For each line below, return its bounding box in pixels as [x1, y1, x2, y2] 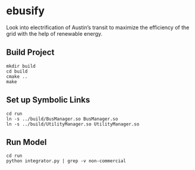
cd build [6, 68, 28, 74]
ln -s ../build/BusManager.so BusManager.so [6, 116, 118, 122]
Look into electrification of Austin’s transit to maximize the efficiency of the [6, 24, 190, 31]
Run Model [6, 137, 47, 147]
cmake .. [6, 73, 28, 80]
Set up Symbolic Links [6, 95, 90, 105]
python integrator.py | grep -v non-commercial [6, 158, 127, 164]
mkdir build [6, 63, 36, 69]
